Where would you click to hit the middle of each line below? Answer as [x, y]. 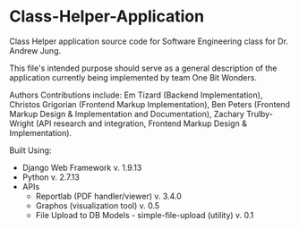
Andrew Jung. [35, 50]
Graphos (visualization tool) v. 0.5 [98, 205]
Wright [21, 123]
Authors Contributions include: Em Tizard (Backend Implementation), [136, 95]
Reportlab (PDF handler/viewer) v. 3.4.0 [108, 196]
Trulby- [259, 114]
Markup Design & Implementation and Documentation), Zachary [127, 114]
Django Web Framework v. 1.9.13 [82, 167]
